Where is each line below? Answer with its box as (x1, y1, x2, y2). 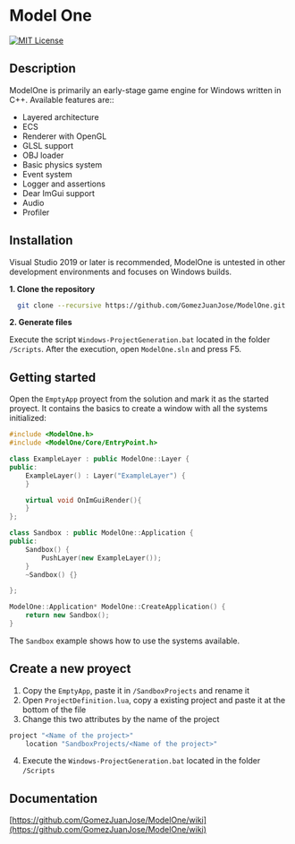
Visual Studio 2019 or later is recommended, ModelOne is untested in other (9, 256, 286, 267)
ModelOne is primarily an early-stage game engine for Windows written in (9, 84, 282, 95)
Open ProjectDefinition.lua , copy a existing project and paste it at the (21, 694, 286, 705)
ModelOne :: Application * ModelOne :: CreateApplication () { (9, 602, 226, 612)
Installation (9, 233, 73, 248)
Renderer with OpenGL (21, 131, 107, 142)
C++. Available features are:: (9, 94, 114, 105)
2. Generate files (9, 317, 73, 328)
